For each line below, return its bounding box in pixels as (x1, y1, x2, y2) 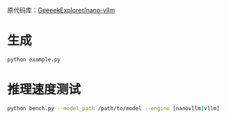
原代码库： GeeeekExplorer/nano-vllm (7, 6, 115, 14)
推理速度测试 (7, 82, 82, 97)
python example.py (7, 56, 61, 63)
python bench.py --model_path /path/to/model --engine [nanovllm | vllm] (7, 104, 220, 112)
